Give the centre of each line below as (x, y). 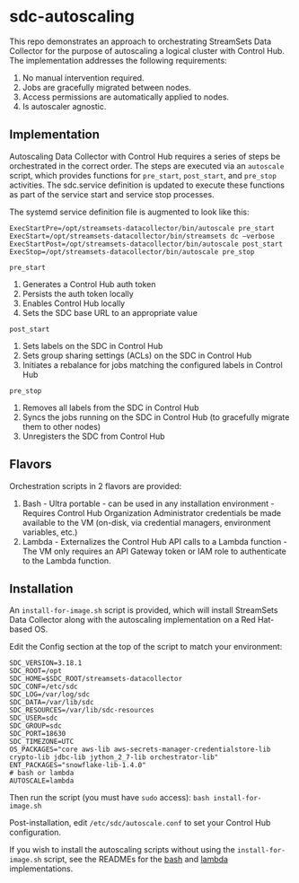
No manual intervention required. (84, 77)
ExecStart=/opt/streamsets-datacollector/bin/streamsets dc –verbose (142, 236)
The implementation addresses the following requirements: (118, 60)
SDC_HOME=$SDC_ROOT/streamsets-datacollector (96, 679)
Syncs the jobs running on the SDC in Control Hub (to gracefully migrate (156, 417)
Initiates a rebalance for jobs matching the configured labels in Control (152, 364)
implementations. (41, 869)
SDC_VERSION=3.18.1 (46, 663)
